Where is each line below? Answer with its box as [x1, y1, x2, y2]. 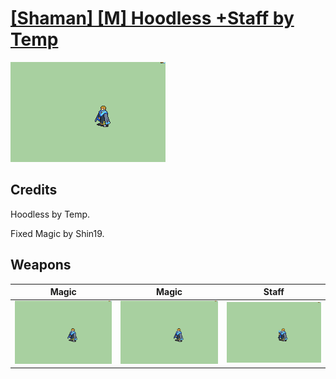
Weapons [10, 257, 72, 274]
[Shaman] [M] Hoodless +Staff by [10, 7, 295, 30]
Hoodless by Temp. [10, 208, 91, 220]
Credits [10, 182, 58, 199]
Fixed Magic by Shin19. [10, 227, 105, 239]
